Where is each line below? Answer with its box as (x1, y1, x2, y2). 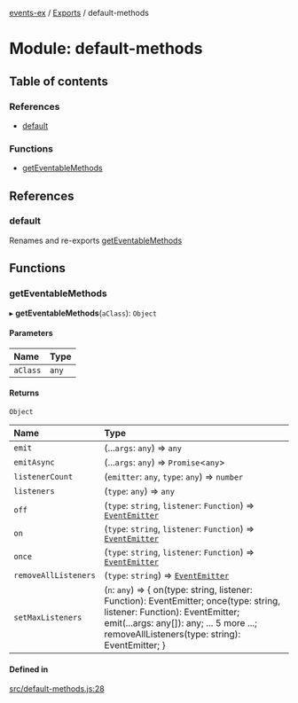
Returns (9, 387, 40, 398)
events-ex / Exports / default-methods (9, 8, 149, 18)
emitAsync (13, 457, 55, 467)
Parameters (9, 328, 53, 339)
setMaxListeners (13, 612, 82, 622)
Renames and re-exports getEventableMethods (9, 235, 183, 246)
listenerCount (13, 472, 74, 481)
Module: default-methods (9, 39, 203, 59)
